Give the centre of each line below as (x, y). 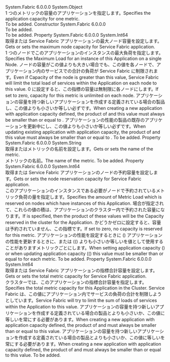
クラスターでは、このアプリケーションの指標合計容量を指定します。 (76, 282)
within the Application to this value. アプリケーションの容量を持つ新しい (80, 307)
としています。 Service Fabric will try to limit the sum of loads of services (81, 300)
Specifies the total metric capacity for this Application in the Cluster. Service (85, 288)
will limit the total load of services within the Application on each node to (81, 83)
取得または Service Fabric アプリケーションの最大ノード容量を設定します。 (84, 41)
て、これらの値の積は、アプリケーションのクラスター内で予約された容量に (83, 210)
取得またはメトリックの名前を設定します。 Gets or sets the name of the (79, 149)
